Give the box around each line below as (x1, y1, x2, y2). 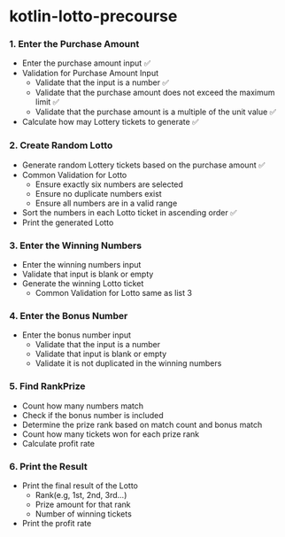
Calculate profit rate (21, 438, 96, 448)
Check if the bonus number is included (21, 409, 164, 420)
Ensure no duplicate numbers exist (35, 188, 162, 198)
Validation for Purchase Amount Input (21, 68, 159, 79)
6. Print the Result (9, 460, 88, 472)
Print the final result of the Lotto (21, 480, 139, 491)
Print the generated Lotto (21, 217, 114, 228)
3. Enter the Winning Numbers (9, 239, 142, 252)
